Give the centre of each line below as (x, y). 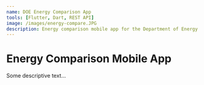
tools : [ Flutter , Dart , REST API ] (50, 18)
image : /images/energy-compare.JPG (52, 23)
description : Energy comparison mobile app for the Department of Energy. (104, 29)
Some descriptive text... (36, 76)
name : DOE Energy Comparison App (49, 12)
